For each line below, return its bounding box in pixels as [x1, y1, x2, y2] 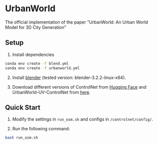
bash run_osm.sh [5, 135, 38, 140]
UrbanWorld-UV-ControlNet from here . [12, 89, 91, 95]
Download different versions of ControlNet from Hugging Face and [12, 84, 147, 90]
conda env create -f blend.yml [5, 61, 69, 66]
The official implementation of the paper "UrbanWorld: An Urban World [5, 19, 148, 25]
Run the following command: [12, 126, 70, 132]
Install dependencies [12, 51, 55, 57]
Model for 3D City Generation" [5, 24, 67, 30]
